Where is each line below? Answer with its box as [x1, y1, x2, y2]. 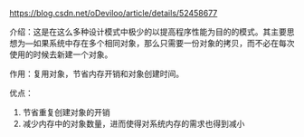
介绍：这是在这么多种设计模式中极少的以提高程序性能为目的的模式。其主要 [9, 26, 287, 37]
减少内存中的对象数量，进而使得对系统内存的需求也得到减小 [22, 118, 245, 129]
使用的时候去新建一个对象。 [9, 49, 113, 60]
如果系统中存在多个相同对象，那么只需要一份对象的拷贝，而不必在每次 [33, 38, 295, 48]
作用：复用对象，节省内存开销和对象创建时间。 [9, 68, 184, 79]
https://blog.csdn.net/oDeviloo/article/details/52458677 [9, 8, 218, 18]
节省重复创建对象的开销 [22, 107, 110, 117]
